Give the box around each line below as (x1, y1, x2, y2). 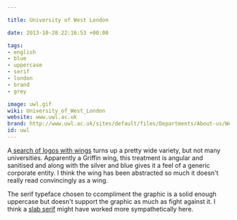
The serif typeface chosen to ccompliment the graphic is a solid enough (7, 190, 217, 198)
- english (7, 49, 37, 56)
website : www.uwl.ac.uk (7, 114, 78, 121)
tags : (7, 42, 23, 49)
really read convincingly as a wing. (7, 176, 108, 184)
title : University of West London (7, 16, 109, 23)
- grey (7, 87, 27, 95)
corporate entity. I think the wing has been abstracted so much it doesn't (7, 169, 219, 177)
